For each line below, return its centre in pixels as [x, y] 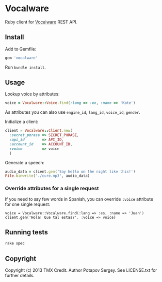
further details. [20, 276]
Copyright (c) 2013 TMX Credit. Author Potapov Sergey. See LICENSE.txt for [81, 270]
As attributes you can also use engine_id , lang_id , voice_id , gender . [73, 112]
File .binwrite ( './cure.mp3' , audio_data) [48, 176]
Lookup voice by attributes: [32, 94]
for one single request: [28, 204]
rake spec [15, 244]
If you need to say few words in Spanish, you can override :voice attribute [79, 199]
